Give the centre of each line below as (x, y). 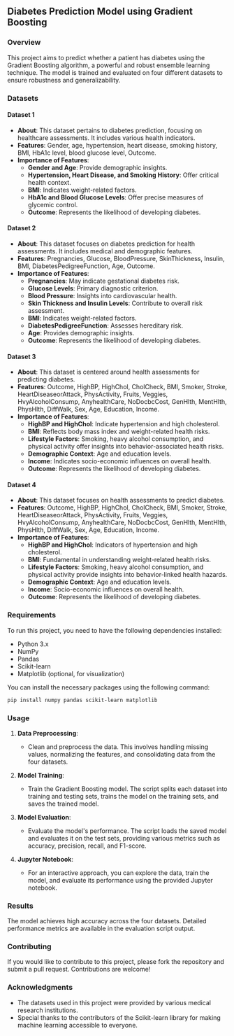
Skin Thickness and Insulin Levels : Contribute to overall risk (115, 303)
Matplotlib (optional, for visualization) (71, 673)
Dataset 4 (22, 484)
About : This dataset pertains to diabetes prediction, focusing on (110, 130)
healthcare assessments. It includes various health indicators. (106, 138)
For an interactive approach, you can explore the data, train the (118, 873)
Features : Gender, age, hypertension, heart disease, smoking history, (117, 145)
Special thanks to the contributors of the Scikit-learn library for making (119, 1017)
